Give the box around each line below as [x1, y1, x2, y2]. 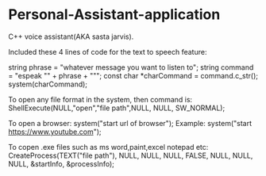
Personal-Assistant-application [8, 6, 221, 24]
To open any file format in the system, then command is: [8, 94, 193, 104]
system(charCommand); [8, 79, 88, 89]
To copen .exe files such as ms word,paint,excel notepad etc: [8, 142, 209, 151]
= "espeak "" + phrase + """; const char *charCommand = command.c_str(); [8, 71, 259, 80]
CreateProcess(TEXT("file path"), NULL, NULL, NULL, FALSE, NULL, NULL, [8, 151, 253, 160]
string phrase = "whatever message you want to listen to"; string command [8, 62, 254, 72]
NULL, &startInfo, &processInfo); [8, 159, 115, 168]
